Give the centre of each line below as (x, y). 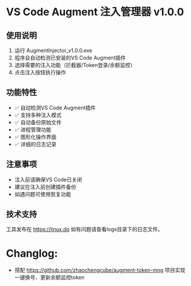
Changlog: (32, 253)
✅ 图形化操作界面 (35, 137)
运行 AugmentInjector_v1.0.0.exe (53, 50)
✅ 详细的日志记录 (35, 144)
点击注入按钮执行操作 (40, 72)
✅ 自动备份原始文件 (38, 122)
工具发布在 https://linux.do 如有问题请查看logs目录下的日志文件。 (85, 229)
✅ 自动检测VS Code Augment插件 (55, 107)
